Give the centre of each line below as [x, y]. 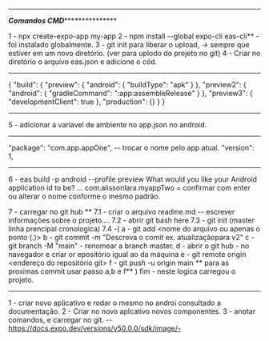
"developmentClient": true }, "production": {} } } [87, 102]
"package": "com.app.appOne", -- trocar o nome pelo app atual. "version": [131, 148]
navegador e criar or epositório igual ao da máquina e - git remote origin [127, 254]
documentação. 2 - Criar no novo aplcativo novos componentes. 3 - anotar [132, 311]
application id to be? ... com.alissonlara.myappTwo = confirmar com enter [129, 188]
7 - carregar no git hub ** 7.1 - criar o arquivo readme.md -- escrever [122, 212]
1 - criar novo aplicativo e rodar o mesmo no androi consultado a [115, 303]
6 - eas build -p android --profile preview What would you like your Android [133, 179]
